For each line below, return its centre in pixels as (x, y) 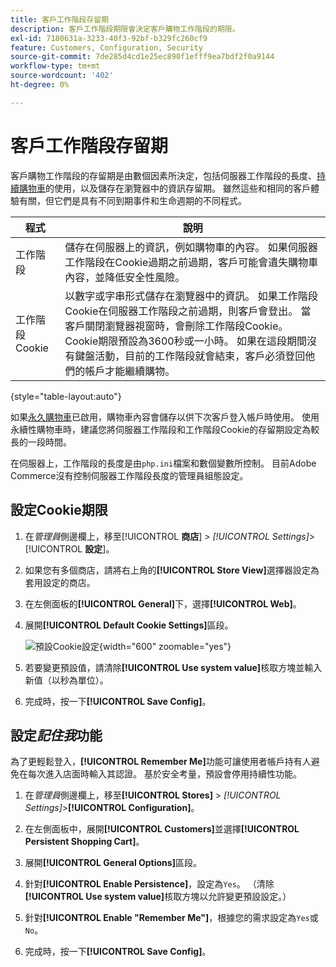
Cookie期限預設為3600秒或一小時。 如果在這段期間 (186, 341)
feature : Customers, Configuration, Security (106, 47)
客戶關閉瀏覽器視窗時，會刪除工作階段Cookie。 (176, 326)
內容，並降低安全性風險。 (125, 277)
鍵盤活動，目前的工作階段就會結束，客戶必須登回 (190, 356)
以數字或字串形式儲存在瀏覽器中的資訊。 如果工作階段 (191, 296)
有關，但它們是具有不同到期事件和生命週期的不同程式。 (132, 200)
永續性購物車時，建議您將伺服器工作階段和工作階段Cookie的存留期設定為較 (165, 429)
